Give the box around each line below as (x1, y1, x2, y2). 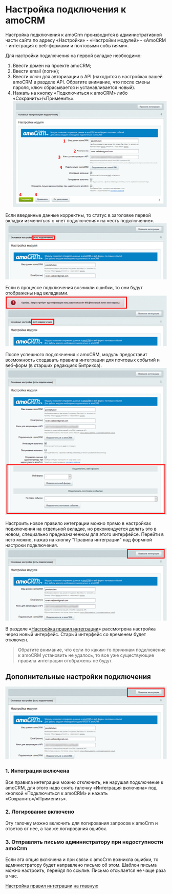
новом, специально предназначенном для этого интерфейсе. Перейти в (5, 531, 164, 537)
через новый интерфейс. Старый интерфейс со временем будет (5, 632, 146, 638)
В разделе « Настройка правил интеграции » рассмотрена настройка (5, 626, 156, 632)
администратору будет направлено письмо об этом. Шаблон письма (5, 862, 157, 868)
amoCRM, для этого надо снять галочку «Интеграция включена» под (5, 784, 157, 791)
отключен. (5, 637, 28, 643)
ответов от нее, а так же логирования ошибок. (5, 825, 107, 832)
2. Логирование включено (5, 808, 74, 815)
